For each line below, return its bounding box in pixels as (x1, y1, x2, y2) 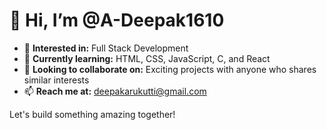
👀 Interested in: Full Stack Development (23, 42, 189, 54)
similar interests (23, 74, 90, 86)
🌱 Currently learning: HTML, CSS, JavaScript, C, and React (23, 52, 271, 64)
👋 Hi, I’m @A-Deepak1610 (9, 9, 225, 32)
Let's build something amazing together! (9, 108, 176, 120)
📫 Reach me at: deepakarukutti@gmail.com (23, 85, 207, 97)
